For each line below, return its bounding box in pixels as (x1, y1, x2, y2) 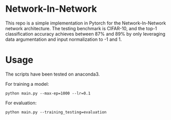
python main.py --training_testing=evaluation (5, 109, 107, 115)
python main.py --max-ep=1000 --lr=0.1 (5, 90, 91, 96)
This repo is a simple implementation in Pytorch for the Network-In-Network (5, 20, 166, 26)
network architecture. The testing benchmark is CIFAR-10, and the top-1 (5, 25, 157, 31)
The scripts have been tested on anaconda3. (5, 71, 100, 77)
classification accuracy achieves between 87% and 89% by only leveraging (5, 31, 166, 37)
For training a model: (5, 81, 49, 87)
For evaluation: (5, 100, 37, 106)
